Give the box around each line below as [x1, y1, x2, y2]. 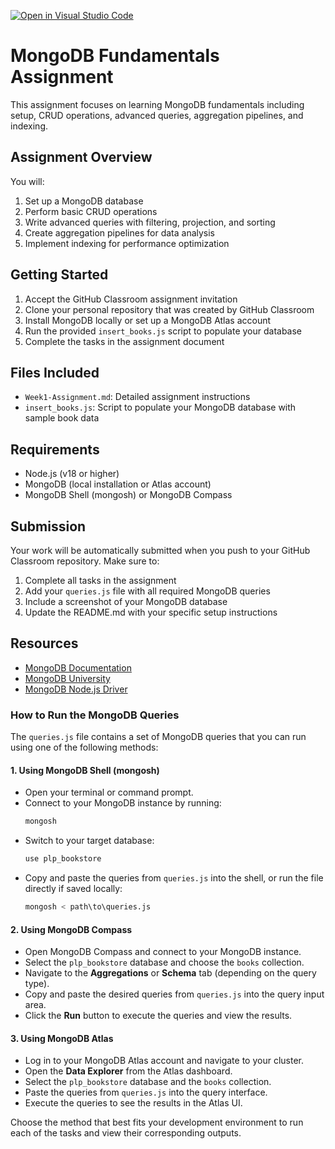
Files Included [10, 364, 100, 381]
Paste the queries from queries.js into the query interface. [24, 1086, 268, 1099]
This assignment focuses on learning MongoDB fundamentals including [10, 98, 305, 110]
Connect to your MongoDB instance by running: [24, 797, 222, 809]
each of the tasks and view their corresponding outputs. [10, 1127, 242, 1139]
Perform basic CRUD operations [24, 205, 158, 217]
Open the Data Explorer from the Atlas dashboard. [24, 1065, 233, 1077]
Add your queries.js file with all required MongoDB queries [24, 585, 271, 597]
